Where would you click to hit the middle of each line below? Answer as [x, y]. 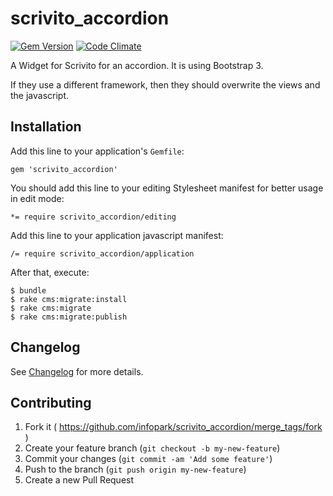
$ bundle [28, 290]
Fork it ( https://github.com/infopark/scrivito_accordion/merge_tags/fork [173, 427]
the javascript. [40, 95]
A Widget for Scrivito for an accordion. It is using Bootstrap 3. [137, 65]
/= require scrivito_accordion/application [102, 253]
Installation [46, 127]
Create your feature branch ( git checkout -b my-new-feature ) [152, 448]
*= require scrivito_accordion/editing [93, 217]
